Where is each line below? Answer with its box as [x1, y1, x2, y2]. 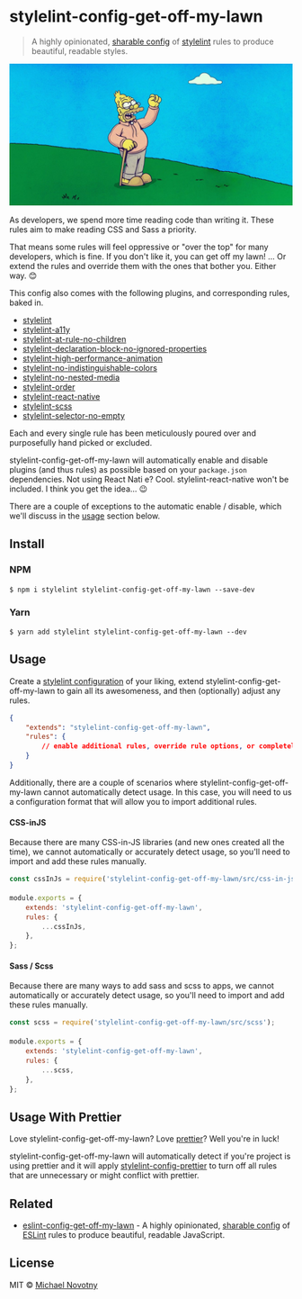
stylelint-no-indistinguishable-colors [22, 362, 157, 373]
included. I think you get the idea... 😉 [9, 483, 148, 494]
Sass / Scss [9, 961, 54, 971]
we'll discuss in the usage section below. [9, 510, 161, 521]
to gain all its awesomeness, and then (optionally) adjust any [57, 685, 281, 696]
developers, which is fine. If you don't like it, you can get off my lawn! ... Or [9, 250, 287, 262]
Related [9, 1195, 54, 1212]
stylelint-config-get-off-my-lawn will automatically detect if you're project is [9, 1150, 291, 1162]
